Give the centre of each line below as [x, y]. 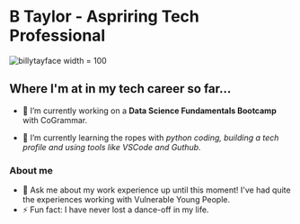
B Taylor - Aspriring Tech [105, 17]
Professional [57, 36]
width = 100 [85, 60]
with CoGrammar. [55, 120]
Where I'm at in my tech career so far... [120, 89]
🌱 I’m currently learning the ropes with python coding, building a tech [150, 138]
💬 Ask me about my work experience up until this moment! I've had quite [156, 190]
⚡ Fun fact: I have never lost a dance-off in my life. [115, 210]
